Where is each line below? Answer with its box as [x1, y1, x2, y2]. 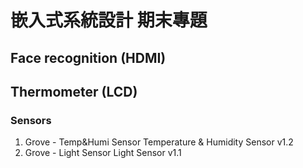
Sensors [10, 113, 52, 127]
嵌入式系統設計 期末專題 [10, 9, 208, 32]
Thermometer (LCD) [10, 83, 138, 100]
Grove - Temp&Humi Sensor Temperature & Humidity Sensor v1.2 [24, 136, 294, 148]
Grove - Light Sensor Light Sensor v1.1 [24, 147, 182, 159]
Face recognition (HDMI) [10, 49, 167, 66]
